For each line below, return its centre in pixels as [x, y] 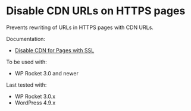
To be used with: [27, 62]
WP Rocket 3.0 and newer [46, 73]
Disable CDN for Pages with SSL [54, 50]
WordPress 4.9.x [35, 103]
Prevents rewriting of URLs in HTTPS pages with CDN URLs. [80, 27]
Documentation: [26, 39]
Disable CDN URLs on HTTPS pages [96, 11]
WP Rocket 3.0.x [35, 96]
